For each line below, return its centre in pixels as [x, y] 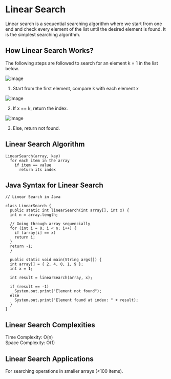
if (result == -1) [30, 287]
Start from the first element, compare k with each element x [76, 88]
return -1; [22, 246]
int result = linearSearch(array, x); [51, 278]
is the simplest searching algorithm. [43, 34]
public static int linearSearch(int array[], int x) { [70, 211]
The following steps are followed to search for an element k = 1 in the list [82, 63]
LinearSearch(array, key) [33, 156]
